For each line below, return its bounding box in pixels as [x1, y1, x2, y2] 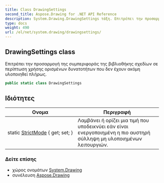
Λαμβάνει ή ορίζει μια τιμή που [78, 117, 149, 123]
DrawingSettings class [5, 48, 76, 56]
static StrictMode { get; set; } [7, 129, 73, 136]
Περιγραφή [103, 108, 131, 115]
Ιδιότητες [5, 94, 35, 102]
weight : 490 [5, 25, 29, 30]
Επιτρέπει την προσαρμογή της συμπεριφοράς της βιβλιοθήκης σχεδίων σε [5, 61, 159, 66]
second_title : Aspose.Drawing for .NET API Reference [5, 12, 117, 17]
